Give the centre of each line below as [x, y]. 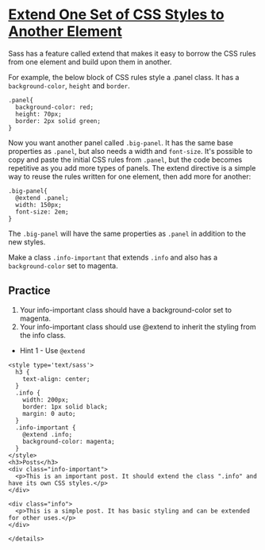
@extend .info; [48, 434]
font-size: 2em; [42, 212]
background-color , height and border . [69, 86]
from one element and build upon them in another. [90, 62]
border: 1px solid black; [65, 406]
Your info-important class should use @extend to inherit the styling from [138, 326]
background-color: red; [54, 107]
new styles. [27, 242]
